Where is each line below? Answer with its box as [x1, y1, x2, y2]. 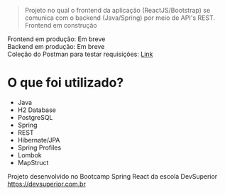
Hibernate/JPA [17, 135, 60, 144]
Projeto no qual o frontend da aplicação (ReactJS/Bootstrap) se [24, 6, 211, 14]
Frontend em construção [24, 21, 97, 29]
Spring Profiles [17, 143, 62, 152]
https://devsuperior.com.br [7, 179, 87, 188]
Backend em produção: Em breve [7, 43, 105, 50]
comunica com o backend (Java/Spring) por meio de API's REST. [24, 13, 215, 22]
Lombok [17, 150, 43, 159]
